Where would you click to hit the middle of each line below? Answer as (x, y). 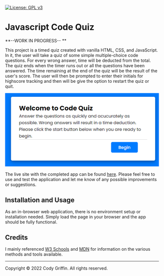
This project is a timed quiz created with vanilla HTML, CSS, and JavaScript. (82, 50)
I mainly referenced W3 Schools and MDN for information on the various (78, 249)
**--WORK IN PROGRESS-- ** (36, 40)
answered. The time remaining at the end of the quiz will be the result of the (81, 71)
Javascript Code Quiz (50, 27)
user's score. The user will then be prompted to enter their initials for (74, 76)
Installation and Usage (40, 200)
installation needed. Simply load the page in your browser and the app (76, 217)
